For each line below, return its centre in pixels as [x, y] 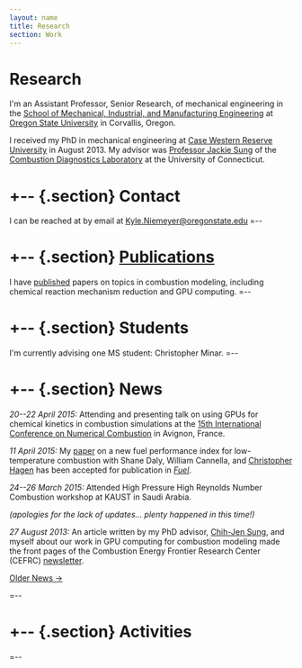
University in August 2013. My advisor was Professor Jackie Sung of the [143, 150]
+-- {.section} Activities [101, 632]
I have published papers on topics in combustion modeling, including [137, 282]
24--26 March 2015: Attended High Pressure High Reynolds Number [136, 488]
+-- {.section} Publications [112, 257]
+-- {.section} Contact [95, 196]
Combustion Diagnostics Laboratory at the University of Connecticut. [137, 159]
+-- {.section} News [86, 389]
